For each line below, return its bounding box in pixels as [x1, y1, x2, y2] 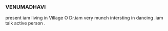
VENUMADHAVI [5, 3, 46, 10]
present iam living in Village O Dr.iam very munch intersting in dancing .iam [5, 15, 163, 21]
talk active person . [5, 20, 46, 26]
